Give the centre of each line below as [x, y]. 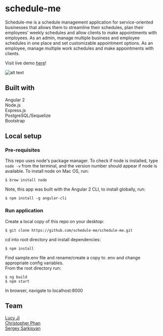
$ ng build [16, 277]
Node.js [13, 105]
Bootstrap [15, 120]
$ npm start [17, 281]
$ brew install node [26, 180]
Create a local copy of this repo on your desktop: [54, 221]
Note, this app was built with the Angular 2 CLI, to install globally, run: [75, 189]
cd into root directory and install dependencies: [53, 239]
